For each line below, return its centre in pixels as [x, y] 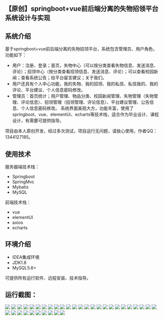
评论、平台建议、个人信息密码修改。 [49, 90]
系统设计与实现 [28, 18]
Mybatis [20, 187]
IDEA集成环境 [26, 257]
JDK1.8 [19, 262]
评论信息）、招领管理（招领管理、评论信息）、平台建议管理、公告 [85, 102]
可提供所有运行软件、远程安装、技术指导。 [48, 278]
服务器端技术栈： [22, 167]
